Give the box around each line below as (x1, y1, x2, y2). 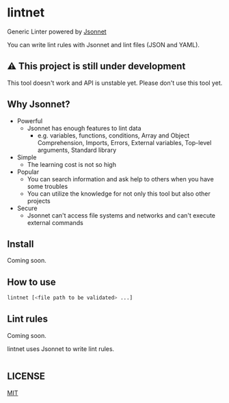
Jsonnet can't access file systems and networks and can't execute (27, 211, 216, 220)
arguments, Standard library (37, 146, 117, 154)
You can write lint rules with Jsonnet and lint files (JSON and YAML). (7, 40, 200, 49)
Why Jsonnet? (7, 99, 70, 110)
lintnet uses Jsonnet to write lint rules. (7, 344, 115, 353)
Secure (16, 204, 38, 212)
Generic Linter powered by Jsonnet (7, 27, 107, 36)
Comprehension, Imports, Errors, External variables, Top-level (37, 138, 212, 146)
